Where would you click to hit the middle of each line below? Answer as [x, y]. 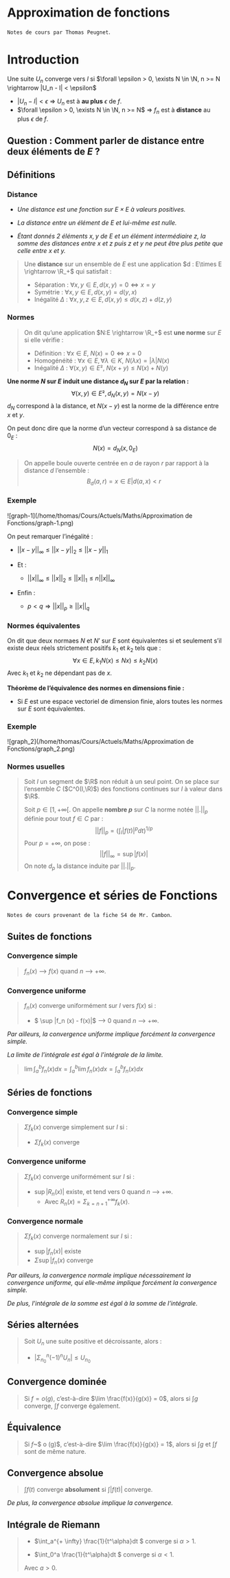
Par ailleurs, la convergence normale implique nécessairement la [99, 1275]
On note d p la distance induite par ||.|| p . [80, 867]
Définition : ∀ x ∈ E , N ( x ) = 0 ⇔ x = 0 [88, 353]
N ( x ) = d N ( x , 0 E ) [115, 448]
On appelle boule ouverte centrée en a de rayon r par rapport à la [116, 463]
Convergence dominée [57, 1382]
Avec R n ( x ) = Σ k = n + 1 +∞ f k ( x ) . [87, 1202]
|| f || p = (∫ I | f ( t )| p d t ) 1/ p [124, 831]
